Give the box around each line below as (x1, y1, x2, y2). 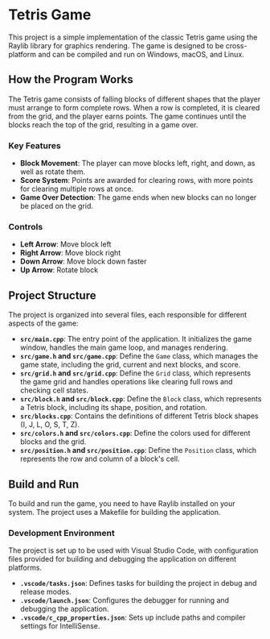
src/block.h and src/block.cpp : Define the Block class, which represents (19, 394, 262, 404)
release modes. (19, 587, 72, 597)
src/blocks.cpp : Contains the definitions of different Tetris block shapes (19, 411, 259, 421)
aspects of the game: (8, 318, 79, 328)
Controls (8, 221, 43, 232)
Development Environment (8, 527, 115, 538)
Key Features (8, 139, 62, 151)
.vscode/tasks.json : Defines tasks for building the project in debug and (19, 579, 257, 588)
